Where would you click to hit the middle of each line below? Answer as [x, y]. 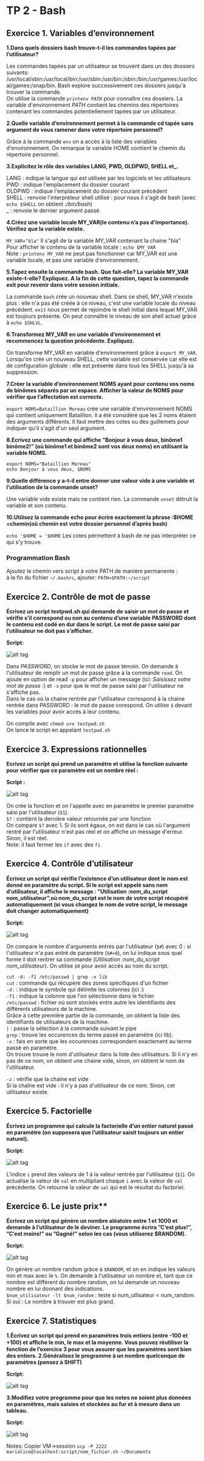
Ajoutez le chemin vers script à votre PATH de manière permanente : [92, 571]
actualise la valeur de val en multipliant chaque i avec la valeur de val [94, 1181]
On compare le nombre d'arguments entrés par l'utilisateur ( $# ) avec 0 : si [99, 946]
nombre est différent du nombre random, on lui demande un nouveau [93, 1282]
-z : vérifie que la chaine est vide [47, 1079]
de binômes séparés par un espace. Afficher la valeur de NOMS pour [95, 390]
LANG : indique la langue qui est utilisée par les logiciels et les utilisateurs [98, 178]
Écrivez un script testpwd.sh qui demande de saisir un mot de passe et [98, 612]
